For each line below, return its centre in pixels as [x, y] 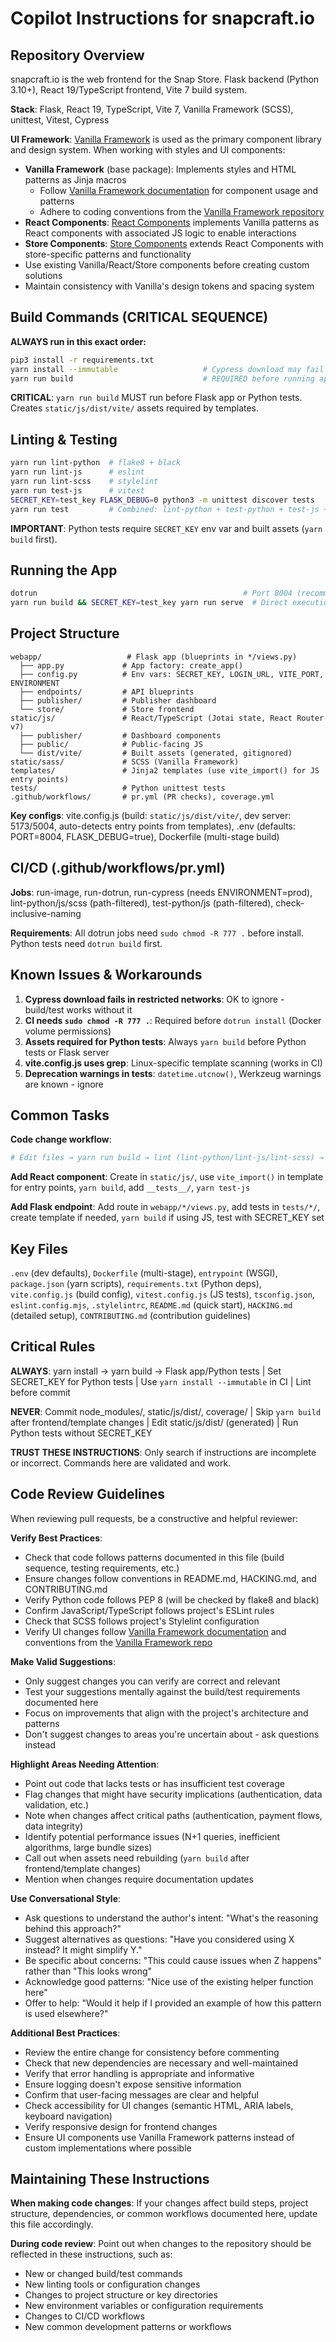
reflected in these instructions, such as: [91, 2254]
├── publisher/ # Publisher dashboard [118, 700]
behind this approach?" [73, 1928]
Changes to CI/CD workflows [84, 2316]
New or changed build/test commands [103, 2274]
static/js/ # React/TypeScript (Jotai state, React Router [167, 718]
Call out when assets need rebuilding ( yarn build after [137, 1858]
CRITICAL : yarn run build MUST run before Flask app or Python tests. [156, 398]
